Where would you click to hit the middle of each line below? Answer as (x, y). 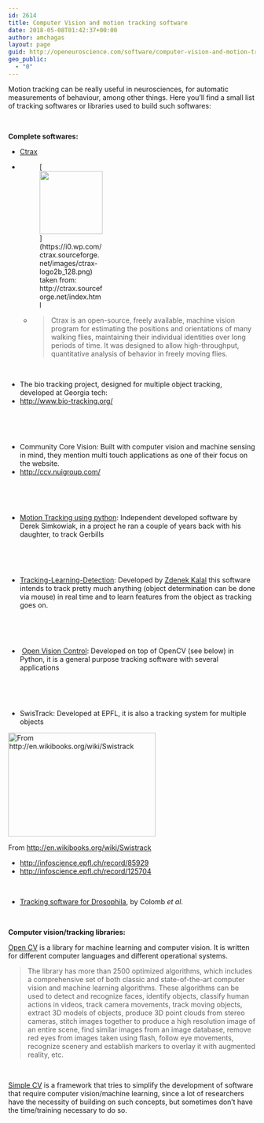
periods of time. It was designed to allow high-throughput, (145, 345)
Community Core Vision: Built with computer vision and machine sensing (137, 446)
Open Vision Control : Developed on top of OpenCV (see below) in (128, 651)
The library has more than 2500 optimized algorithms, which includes (140, 971)
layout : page (29, 45)
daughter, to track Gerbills (62, 534)
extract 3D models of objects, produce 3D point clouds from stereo (136, 1013)
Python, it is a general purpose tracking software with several (119, 659)
